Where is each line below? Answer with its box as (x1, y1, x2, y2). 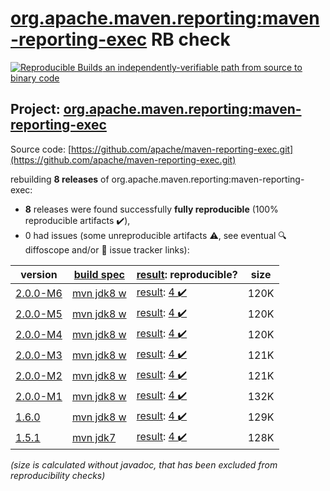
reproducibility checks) (10, 469, 106, 481)
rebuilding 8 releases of (10, 173, 110, 185)
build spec (73, 267, 125, 281)
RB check (150, 28, 231, 51)
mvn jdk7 (71, 431, 117, 445)
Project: (10, 101, 61, 118)
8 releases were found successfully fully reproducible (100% (24, 203, 279, 215)
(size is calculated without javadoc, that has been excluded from (10, 458, 278, 471)
